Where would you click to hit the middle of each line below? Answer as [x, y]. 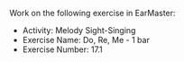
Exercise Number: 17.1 [63, 49]
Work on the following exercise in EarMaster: [92, 13]
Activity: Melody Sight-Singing [79, 30]
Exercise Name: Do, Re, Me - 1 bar [86, 40]
